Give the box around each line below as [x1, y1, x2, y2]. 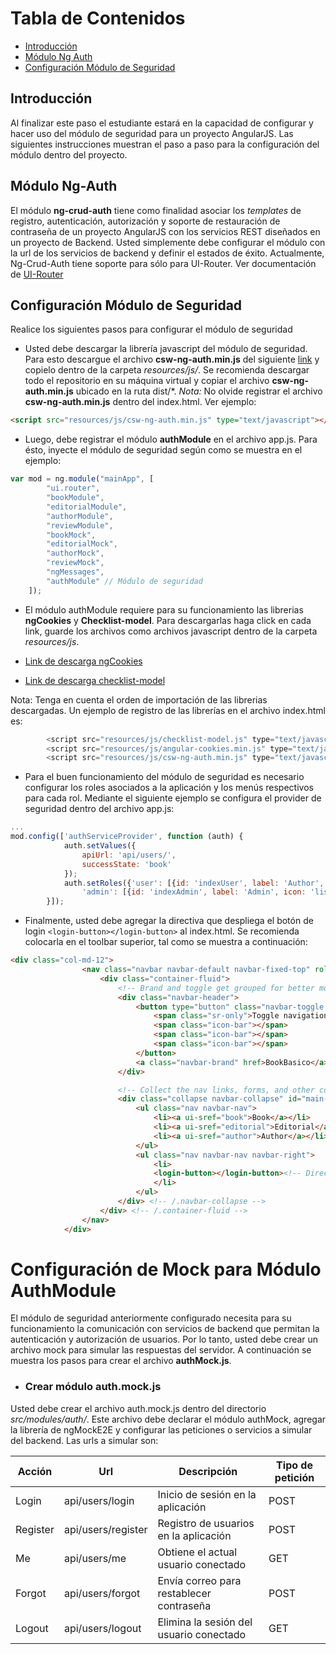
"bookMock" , [46, 530, 97, 540]
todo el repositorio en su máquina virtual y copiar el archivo [24, 375, 270, 387]
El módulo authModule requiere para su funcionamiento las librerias [24, 603, 304, 616]
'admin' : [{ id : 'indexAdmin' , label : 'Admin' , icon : [81, 887, 307, 897]
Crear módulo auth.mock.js [24, 1380, 162, 1394]
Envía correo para [157, 1573, 242, 1587]
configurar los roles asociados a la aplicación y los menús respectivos [24, 782, 314, 794]
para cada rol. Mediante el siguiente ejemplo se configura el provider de [24, 792, 322, 804]
